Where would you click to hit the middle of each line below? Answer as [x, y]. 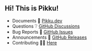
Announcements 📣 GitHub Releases [49, 37]
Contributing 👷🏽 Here [34, 42]
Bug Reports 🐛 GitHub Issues [42, 32]
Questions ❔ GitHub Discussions [46, 26]
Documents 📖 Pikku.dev [37, 20]
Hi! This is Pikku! [32, 8]
